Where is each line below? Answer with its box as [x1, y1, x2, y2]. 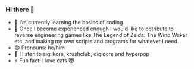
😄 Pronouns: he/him [14, 44, 65, 51]
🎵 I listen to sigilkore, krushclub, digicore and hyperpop [14, 51, 150, 58]
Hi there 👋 [5, 5, 35, 14]
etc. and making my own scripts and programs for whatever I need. [14, 38, 179, 45]
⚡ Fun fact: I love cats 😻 [14, 57, 74, 64]
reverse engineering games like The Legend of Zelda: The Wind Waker [14, 32, 188, 39]
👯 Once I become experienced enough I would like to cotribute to [14, 25, 174, 32]
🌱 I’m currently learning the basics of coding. [14, 19, 125, 26]
